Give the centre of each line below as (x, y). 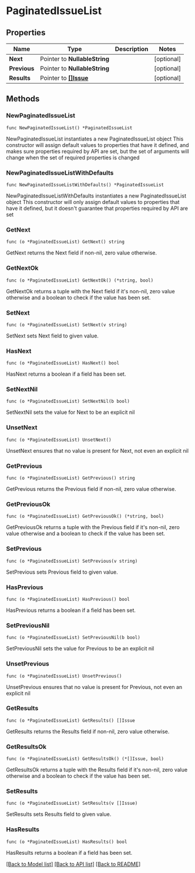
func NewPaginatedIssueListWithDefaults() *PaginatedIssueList (85, 185)
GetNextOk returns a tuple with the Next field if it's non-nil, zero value (90, 291)
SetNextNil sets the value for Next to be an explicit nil (70, 412)
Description (132, 49)
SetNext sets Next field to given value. (52, 336)
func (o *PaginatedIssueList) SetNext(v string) (67, 325)
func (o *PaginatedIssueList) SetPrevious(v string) (72, 561)
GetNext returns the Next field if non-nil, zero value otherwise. (82, 253)
